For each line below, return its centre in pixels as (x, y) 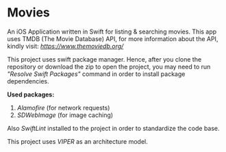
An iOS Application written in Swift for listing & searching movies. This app (112, 31)
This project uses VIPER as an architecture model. (78, 141)
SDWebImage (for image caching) (65, 115)
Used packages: (31, 94)
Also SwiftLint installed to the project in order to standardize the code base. (114, 128)
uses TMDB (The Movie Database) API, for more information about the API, (113, 38)
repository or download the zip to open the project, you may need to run (109, 66)
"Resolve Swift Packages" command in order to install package (96, 74)
